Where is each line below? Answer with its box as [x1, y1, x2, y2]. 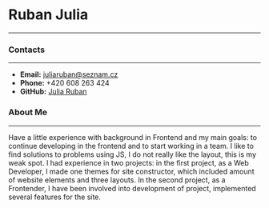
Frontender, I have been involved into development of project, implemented [8, 183, 256, 193]
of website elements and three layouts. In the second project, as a [8, 174, 226, 185]
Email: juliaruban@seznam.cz [19, 70, 118, 79]
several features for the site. [8, 192, 102, 202]
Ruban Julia [8, 6, 89, 24]
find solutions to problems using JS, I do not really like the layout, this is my [8, 150, 256, 159]
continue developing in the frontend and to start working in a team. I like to [8, 141, 255, 150]
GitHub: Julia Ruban [19, 86, 87, 97]
